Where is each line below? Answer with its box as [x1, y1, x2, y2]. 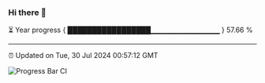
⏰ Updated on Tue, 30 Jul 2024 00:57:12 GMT [8, 51, 159, 60]
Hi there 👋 [8, 7, 47, 18]
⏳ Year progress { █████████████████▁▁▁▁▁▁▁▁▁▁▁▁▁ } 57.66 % [8, 25, 253, 34]
